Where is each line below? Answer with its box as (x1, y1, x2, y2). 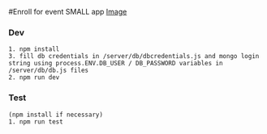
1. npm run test (8, 117, 63, 126)
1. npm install (8, 45, 60, 53)
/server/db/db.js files (8, 66, 89, 75)
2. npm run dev (8, 73, 60, 82)
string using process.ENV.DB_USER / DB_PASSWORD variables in (8, 60, 223, 68)
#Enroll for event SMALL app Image (8, 7, 127, 16)
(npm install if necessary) (8, 111, 104, 119)
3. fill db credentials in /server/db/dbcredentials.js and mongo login (8, 52, 260, 61)
